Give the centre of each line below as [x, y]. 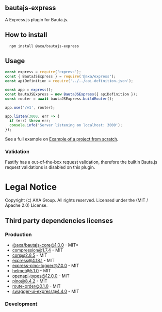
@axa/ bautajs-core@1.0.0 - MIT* [45, 245]
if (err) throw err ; [30, 121]
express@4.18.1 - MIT [33, 260]
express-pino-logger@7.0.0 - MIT [45, 265]
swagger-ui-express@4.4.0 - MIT [46, 291]
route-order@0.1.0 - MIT [36, 286]
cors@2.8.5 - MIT [30, 255]
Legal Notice [31, 187]
